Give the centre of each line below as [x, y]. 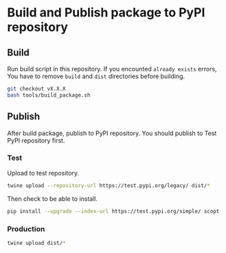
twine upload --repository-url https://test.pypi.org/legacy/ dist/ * [109, 185]
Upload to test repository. [43, 173]
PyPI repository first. [36, 140]
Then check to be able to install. [53, 198]
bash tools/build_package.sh [49, 95]
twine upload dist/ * [37, 243]
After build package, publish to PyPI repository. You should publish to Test [112, 133]
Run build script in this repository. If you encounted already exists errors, [112, 69]
